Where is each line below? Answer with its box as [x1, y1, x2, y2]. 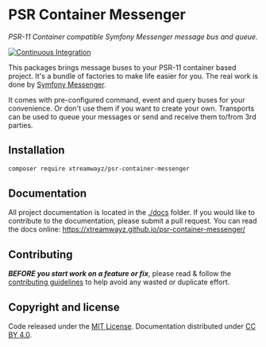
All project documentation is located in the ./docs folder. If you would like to [8, 208, 256, 217]
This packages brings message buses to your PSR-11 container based [8, 62, 237, 72]
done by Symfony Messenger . [8, 80, 106, 89]
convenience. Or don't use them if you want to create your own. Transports [8, 103, 255, 113]
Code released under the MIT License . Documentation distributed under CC [8, 322, 256, 331]
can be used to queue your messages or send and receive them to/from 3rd [8, 111, 256, 121]
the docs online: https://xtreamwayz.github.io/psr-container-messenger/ [8, 224, 246, 234]
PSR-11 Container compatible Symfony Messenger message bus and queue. [8, 32, 258, 41]
